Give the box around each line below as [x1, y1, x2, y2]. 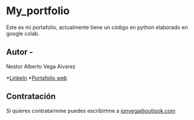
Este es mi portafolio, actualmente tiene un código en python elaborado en [6, 24, 188, 31]
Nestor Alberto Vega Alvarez [6, 63, 76, 70]
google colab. [6, 30, 40, 37]
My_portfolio [6, 4, 70, 18]
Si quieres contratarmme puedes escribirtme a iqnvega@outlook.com [6, 107, 176, 114]
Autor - [6, 47, 34, 57]
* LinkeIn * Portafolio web [6, 74, 67, 81]
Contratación [6, 92, 56, 102]
